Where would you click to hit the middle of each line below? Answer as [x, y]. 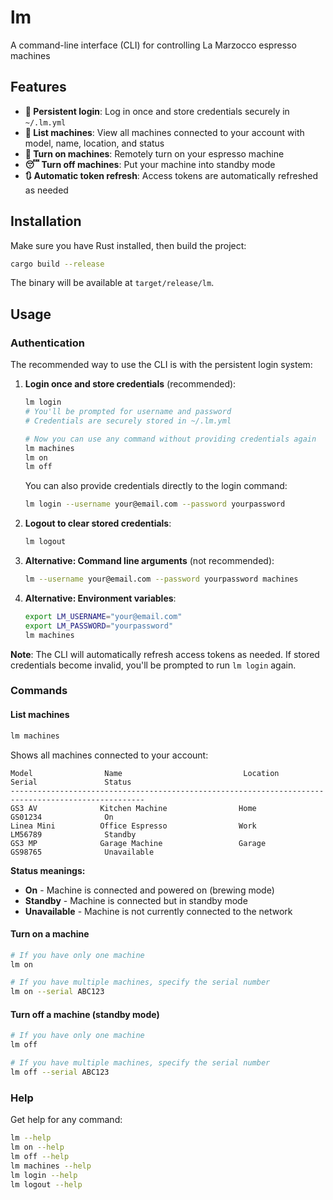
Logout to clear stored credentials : [98, 523]
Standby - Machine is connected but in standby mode [136, 900]
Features [38, 87]
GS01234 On [62, 817]
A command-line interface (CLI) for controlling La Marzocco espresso [153, 45]
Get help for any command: [66, 1120]
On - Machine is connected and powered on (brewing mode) [149, 890]
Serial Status [71, 782]
